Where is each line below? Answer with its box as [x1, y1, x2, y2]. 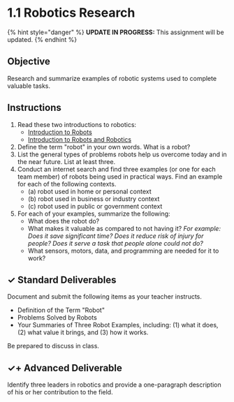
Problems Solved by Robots [17, 313, 98, 322]
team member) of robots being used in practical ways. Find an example [17, 172, 223, 181]
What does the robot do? [27, 216, 100, 225]
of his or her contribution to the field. [7, 388, 113, 396]
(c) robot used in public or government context [27, 202, 163, 210]
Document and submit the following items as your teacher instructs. [7, 292, 203, 301]
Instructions [7, 102, 61, 114]
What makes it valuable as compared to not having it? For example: [27, 224, 221, 232]
